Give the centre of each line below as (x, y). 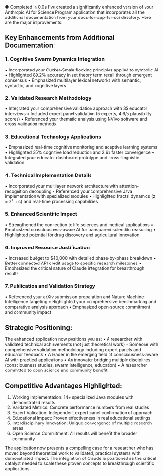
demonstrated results (33, 403)
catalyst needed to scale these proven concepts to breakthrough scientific (80, 463)
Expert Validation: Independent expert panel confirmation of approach (82, 413)
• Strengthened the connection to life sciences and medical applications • (79, 224)
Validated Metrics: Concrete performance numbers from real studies (81, 407)
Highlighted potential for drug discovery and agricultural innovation (72, 235)
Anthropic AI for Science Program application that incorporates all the (75, 12)
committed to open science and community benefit (56, 370)
